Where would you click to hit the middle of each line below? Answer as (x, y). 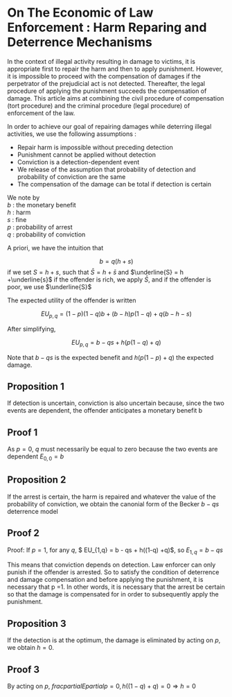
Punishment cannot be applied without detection (87, 155)
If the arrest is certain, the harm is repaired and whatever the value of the (111, 497)
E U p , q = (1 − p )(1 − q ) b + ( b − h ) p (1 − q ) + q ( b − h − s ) (116, 315)
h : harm (19, 212)
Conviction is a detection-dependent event (78, 162)
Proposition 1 (36, 386)
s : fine (17, 219)
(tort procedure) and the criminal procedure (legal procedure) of (99, 105)
